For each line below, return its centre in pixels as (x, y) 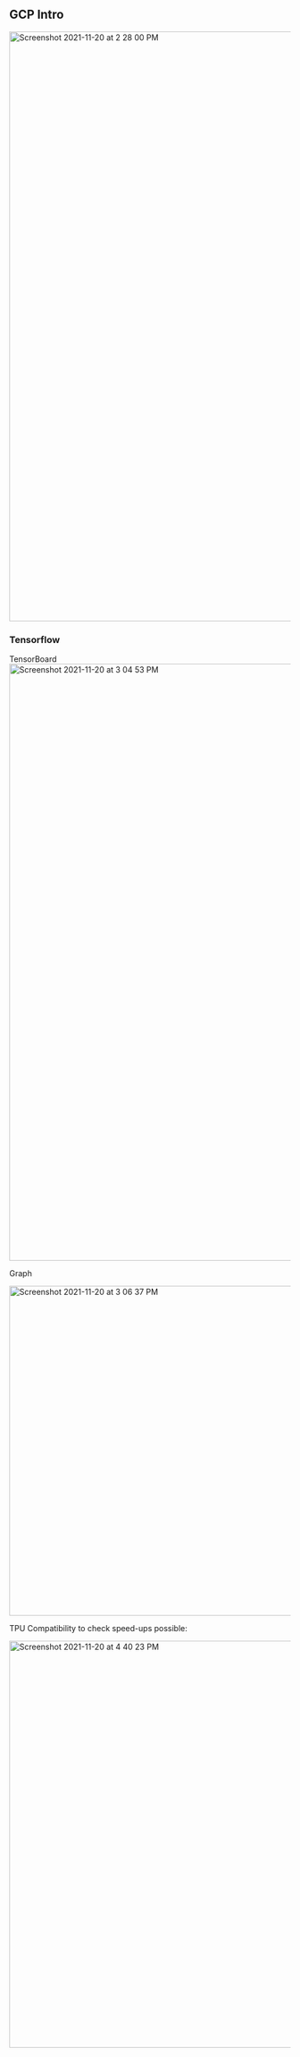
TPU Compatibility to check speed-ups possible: (98, 1629)
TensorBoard (33, 659)
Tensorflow (35, 639)
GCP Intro (37, 15)
